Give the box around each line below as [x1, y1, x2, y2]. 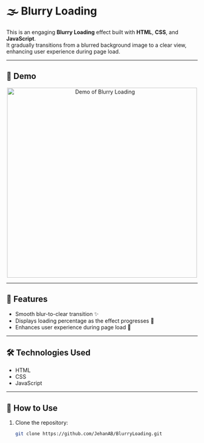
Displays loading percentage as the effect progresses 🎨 [15, 317, 155, 325]
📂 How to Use [6, 403, 58, 413]
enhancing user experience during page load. [6, 47, 120, 55]
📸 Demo [6, 71, 36, 81]
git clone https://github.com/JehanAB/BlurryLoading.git [15, 431, 163, 437]
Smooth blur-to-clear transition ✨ [15, 310, 99, 317]
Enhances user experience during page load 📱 [15, 323, 132, 331]
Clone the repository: [15, 419, 69, 427]
